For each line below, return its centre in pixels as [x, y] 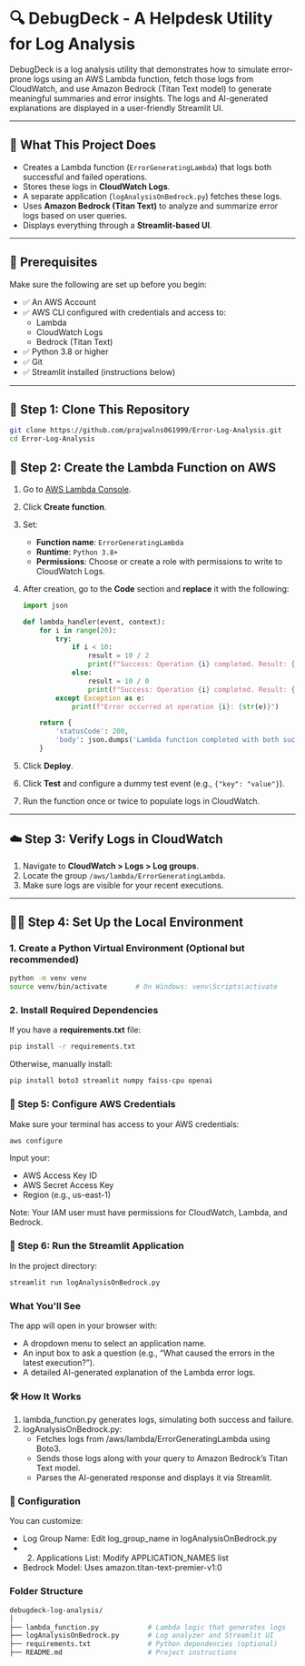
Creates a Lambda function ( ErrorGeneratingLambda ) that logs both [147, 167]
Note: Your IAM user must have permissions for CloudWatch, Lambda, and [148, 1213]
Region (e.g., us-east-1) [67, 1195]
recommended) [44, 960]
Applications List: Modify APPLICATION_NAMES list [132, 1558]
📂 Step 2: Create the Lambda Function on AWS [143, 467]
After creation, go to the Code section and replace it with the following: [156, 588]
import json [45, 605]
